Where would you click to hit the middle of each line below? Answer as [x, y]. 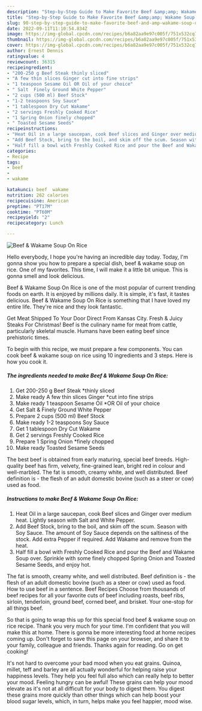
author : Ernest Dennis [35, 51]
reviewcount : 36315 [31, 62]
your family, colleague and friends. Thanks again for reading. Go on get [95, 645]
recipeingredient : [30, 67]
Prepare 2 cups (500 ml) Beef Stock [60, 416]
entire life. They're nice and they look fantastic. [65, 307]
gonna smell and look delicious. [46, 276]
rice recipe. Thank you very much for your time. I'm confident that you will [98, 626]
